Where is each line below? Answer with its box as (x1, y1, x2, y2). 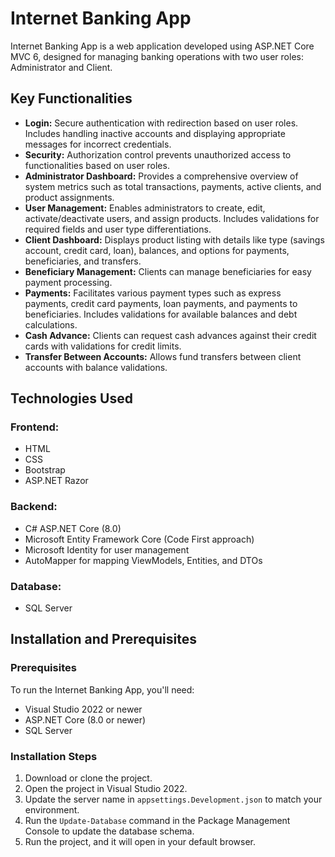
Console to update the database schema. (24, 825, 195, 837)
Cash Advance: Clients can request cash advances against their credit (24, 329, 317, 341)
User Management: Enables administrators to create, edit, (24, 202, 266, 214)
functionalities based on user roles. (24, 159, 170, 171)
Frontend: (10, 420, 60, 434)
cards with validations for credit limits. (24, 340, 182, 352)
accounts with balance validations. (24, 361, 168, 373)
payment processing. (24, 276, 113, 288)
